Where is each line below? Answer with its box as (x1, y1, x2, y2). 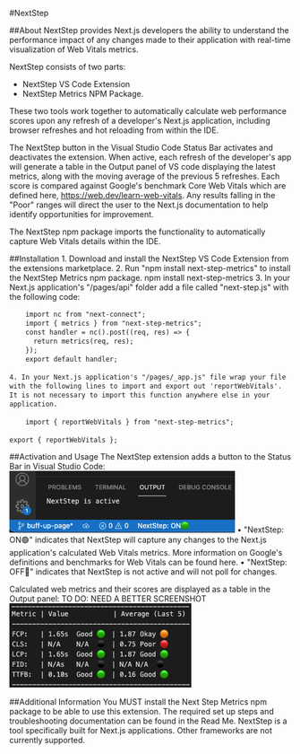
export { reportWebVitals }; (9, 435, 118, 444)
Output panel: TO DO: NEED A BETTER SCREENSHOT (9, 593, 207, 604)
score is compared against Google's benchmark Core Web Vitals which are (9, 180, 287, 191)
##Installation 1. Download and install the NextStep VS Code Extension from (9, 253, 289, 264)
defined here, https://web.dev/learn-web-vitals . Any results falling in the (9, 190, 276, 200)
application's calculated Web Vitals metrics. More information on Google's (9, 548, 283, 557)
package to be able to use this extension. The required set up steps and (9, 706, 275, 716)
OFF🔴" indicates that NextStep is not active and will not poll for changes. (9, 566, 278, 577)
